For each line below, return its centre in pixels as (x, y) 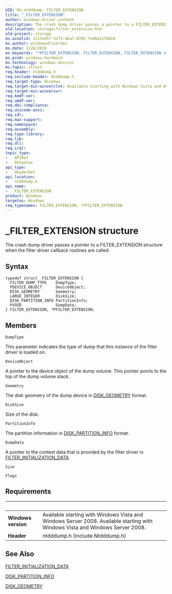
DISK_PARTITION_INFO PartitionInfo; (49, 301)
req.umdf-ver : (20, 100)
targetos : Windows (25, 200)
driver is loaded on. (26, 352)
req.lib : (15, 139)
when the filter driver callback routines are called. (58, 250)
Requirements (28, 492)
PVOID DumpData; (43, 305)
